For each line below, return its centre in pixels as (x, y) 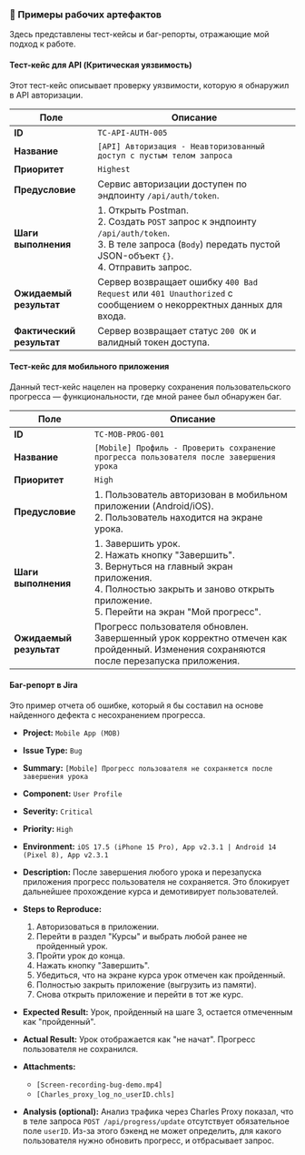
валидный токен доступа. (154, 342)
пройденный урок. (72, 946)
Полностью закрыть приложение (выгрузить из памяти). (146, 984)
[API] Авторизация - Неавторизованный (181, 146)
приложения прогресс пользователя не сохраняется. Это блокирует (156, 881)
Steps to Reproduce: (62, 908)
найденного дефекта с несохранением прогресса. (108, 714)
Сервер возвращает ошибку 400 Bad (178, 281)
